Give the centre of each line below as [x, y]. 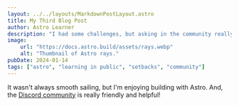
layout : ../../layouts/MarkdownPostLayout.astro [81, 14]
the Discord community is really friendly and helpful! [84, 95]
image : [17, 41]
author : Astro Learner [41, 27]
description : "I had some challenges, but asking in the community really [121, 34]
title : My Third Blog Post [47, 21]
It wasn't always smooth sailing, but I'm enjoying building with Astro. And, [115, 87]
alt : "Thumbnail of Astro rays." [70, 54]
